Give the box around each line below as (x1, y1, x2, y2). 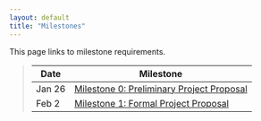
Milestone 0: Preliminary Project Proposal (74, 82, 248, 95)
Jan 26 (35, 82, 66, 95)
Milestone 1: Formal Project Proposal (74, 97, 230, 109)
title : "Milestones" (9, 22, 87, 30)
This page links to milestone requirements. (9, 46, 166, 56)
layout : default (9, 13, 70, 22)
